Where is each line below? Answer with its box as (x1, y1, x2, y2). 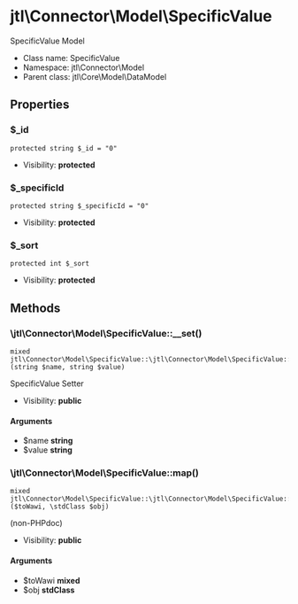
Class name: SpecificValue (22, 52, 120, 63)
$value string (22, 445, 73, 455)
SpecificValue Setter (10, 378, 85, 389)
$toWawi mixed (22, 575, 80, 585)
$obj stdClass (22, 585, 75, 595)
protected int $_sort (10, 259, 90, 268)
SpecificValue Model (10, 35, 85, 46)
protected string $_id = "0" (10, 143, 118, 152)
